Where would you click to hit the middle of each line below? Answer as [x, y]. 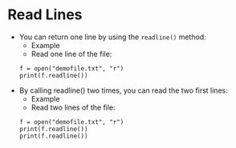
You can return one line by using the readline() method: [112, 37]
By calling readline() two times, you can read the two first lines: [123, 90]
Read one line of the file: [71, 54]
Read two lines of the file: [73, 107]
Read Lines [45, 15]
